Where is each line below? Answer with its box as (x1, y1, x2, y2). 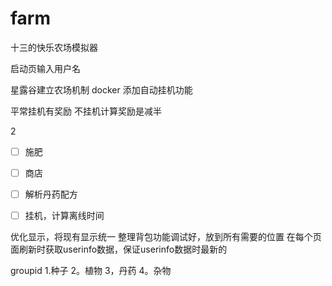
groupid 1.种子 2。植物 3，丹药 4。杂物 (10, 265, 172, 277)
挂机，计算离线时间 (24, 210, 105, 222)
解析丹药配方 (24, 188, 78, 201)
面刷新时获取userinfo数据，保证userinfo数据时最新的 (10, 243, 228, 256)
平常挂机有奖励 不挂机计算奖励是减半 (10, 105, 162, 117)
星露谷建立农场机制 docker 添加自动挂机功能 (10, 83, 193, 96)
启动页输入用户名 (10, 62, 81, 74)
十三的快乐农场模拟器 (10, 41, 98, 53)
